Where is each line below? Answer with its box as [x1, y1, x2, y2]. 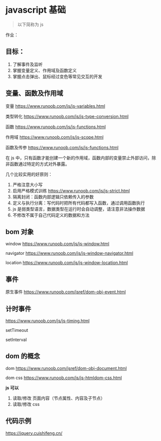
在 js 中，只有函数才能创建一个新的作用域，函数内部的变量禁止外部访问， [5, 154, 152, 161]
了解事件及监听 [12, 61, 43, 67]
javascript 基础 [5, 4, 66, 16]
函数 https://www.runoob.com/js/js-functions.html [5, 124, 106, 130]
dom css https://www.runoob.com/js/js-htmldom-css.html [5, 375, 122, 381]
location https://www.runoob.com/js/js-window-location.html [5, 260, 128, 266]
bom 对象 [5, 228, 34, 236]
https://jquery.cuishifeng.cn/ [5, 430, 63, 436]
